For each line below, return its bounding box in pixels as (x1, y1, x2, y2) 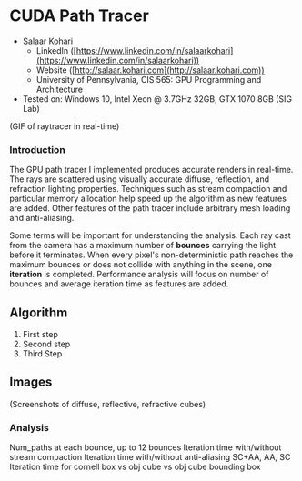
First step (22, 329, 59, 340)
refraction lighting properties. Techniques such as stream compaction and (9, 184, 287, 195)
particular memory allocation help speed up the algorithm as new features (9, 193, 287, 205)
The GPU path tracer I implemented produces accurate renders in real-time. (9, 165, 294, 175)
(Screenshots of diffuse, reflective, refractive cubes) (9, 398, 206, 409)
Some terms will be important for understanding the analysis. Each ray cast (9, 230, 291, 241)
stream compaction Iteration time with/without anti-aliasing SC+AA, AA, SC (9, 452, 291, 463)
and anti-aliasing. (9, 213, 75, 224)
